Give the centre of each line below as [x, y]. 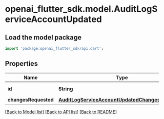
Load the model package [43, 37]
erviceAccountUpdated [53, 19]
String [66, 89]
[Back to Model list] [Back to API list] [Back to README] [61, 112]
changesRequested [31, 99]
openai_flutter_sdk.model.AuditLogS [81, 9]
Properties [21, 64]
